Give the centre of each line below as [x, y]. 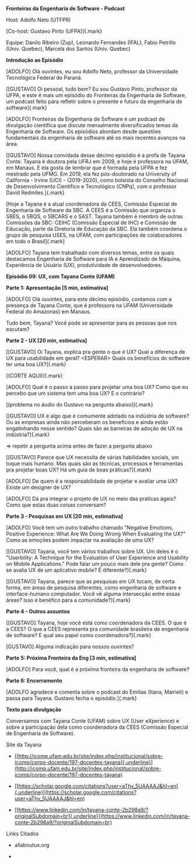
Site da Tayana [24, 745]
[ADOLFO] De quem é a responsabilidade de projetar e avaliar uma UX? [92, 481]
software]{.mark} [27, 107]
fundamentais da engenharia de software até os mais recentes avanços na [96, 138]
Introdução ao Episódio [35, 60]
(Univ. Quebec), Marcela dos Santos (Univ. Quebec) [68, 49]
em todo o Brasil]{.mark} [36, 241]
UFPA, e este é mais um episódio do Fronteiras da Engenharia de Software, [96, 95]
